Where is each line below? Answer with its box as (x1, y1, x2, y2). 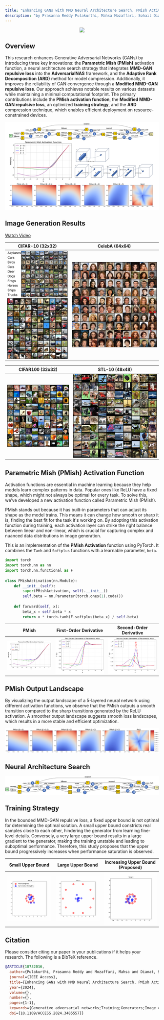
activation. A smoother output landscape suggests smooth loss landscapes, (5, 713, 158, 719)
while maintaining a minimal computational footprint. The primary (5, 91, 136, 97)
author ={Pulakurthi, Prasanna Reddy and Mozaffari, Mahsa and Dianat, (9, 970, 156, 974)
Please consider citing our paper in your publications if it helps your (5, 949, 141, 955)
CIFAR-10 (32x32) (18, 243, 57, 249)
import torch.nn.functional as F (5, 568, 73, 573)
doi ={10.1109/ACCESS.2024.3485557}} (9, 1011, 84, 1016)
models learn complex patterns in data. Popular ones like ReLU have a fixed (5, 487, 157, 493)
